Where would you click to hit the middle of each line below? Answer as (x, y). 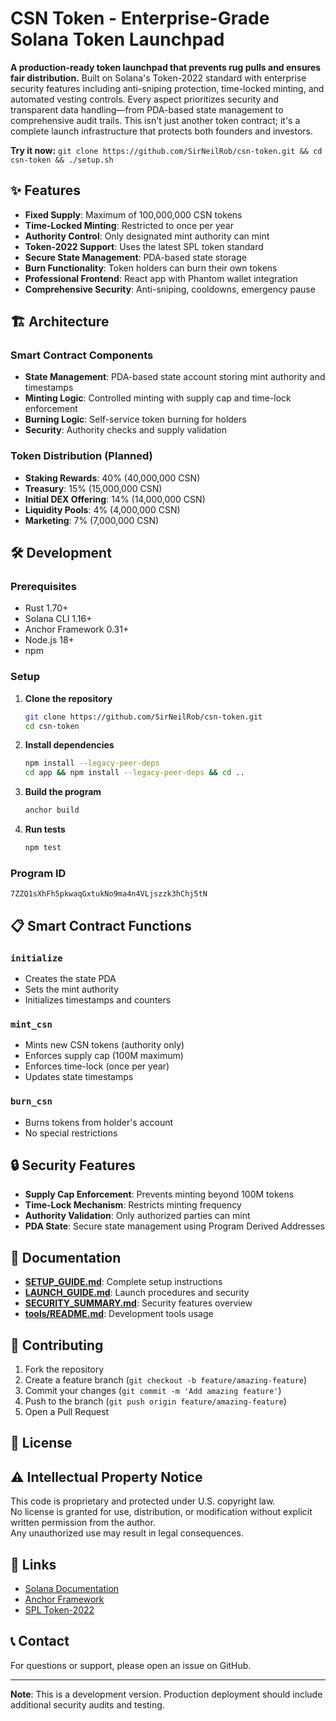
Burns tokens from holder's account (99, 1122)
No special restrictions (71, 1133)
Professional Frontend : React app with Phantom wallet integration (161, 278)
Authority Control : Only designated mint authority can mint (147, 236)
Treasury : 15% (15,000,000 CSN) (93, 488)
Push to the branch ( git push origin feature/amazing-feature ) (155, 1401)
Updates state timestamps (79, 1077)
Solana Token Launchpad (117, 39)
